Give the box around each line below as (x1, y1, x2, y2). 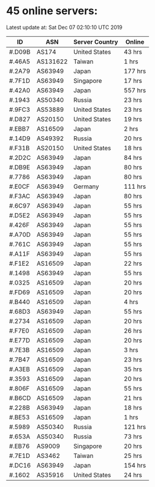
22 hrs (124, 259, 143, 267)
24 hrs (124, 470, 143, 479)
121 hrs (124, 423, 146, 431)
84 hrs (124, 153, 143, 162)
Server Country (73, 37, 118, 46)
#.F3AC (9, 192, 31, 200)
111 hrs (124, 182, 146, 191)
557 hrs (124, 86, 146, 94)
